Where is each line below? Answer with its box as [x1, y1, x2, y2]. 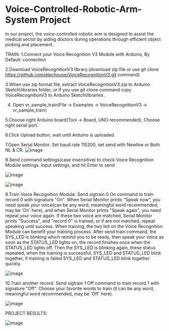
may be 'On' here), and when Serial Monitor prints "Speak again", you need [5, 207, 161, 213]
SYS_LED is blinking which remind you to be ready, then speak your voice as [5, 234, 164, 240]
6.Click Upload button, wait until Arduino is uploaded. [5, 132, 116, 138]
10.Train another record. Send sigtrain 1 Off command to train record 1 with [5, 280, 159, 286]
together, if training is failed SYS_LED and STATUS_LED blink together [5, 255, 150, 261]
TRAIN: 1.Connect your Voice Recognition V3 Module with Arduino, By [5, 51, 150, 57]
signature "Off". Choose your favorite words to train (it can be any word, [5, 285, 154, 291]
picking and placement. [5, 41, 54, 47]
